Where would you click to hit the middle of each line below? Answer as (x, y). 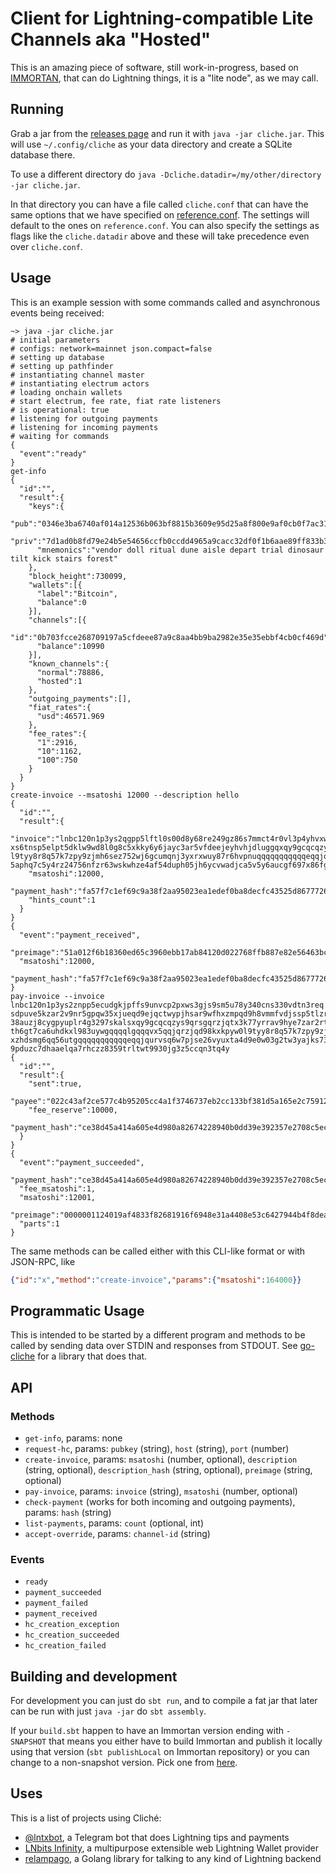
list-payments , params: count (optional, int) (114, 1523)
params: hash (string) (68, 1512)
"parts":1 (39, 1223)
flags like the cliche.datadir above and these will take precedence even (160, 236)
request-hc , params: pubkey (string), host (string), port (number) (157, 1448)
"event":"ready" (53, 453)
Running (37, 109)
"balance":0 (61, 602)
